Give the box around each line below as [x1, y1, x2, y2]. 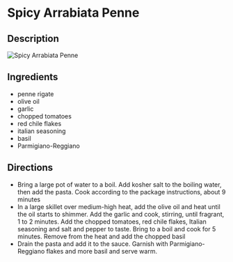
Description [7, 33, 59, 45]
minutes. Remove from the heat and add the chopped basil [17, 232, 186, 240]
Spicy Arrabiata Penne [7, 5, 140, 21]
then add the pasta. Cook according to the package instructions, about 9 [17, 187, 226, 196]
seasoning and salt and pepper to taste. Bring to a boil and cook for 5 [17, 224, 216, 233]
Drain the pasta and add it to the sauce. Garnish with [17, 239, 168, 248]
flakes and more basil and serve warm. [46, 247, 158, 255]
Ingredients [7, 71, 58, 83]
